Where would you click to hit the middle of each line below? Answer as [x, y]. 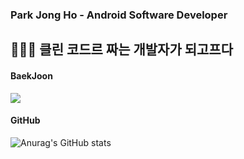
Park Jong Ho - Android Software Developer [119, 15]
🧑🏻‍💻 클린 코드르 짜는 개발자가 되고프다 [122, 49]
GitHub [25, 120]
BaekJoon [31, 75]
